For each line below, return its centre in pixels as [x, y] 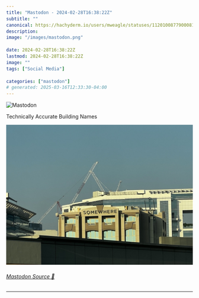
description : [22, 31]
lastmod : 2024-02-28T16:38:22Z [45, 56]
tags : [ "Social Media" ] [36, 69]
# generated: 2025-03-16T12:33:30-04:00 [57, 88]
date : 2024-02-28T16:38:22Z [41, 50]
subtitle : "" [22, 19]
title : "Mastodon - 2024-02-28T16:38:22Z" [59, 12]
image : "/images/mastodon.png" [45, 38]
